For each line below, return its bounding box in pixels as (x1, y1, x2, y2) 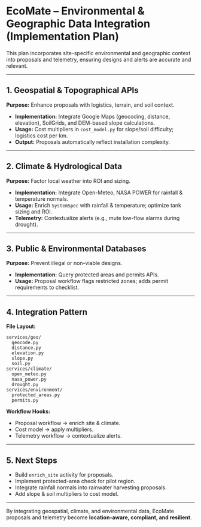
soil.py (11, 361, 31, 367)
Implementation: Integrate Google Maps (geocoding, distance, (14, 113, 170, 120)
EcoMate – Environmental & (6, 4, 145, 18)
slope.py (11, 356, 33, 362)
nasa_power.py (11, 377, 47, 383)
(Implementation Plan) (6, 30, 120, 43)
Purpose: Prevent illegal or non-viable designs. (6, 260, 123, 267)
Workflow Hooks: (6, 408, 51, 415)
